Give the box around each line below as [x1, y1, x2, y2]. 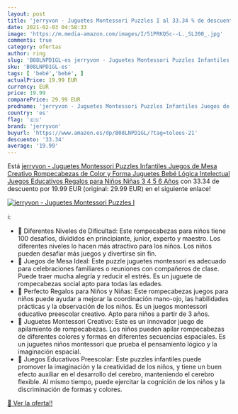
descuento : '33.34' [7, 136, 65, 143]
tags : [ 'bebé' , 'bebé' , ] [7, 70, 84, 77]
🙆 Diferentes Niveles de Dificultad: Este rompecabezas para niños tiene [17, 227, 227, 235]
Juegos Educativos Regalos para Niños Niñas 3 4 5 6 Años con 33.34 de [7, 177, 220, 185]
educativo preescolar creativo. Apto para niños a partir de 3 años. [17, 310, 210, 318]
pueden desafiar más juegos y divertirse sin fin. [17, 249, 157, 258]
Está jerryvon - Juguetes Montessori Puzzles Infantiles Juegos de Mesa [7, 162, 217, 170]
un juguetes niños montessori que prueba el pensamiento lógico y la [17, 340, 217, 349]
